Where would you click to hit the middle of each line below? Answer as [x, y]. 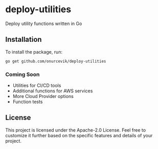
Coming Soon [22, 74]
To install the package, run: [34, 52]
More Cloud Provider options [43, 96]
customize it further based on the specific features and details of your [79, 135]
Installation [24, 40]
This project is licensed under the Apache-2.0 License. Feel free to [76, 130]
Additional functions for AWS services [53, 91]
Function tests [28, 102]
